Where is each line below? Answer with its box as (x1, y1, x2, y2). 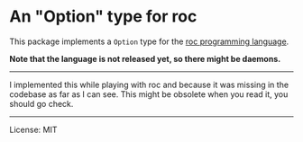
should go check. (9, 98, 74, 109)
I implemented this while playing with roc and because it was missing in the (9, 79, 289, 90)
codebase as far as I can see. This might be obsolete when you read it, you (9, 88, 289, 100)
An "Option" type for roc (9, 6, 197, 27)
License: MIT (9, 124, 58, 135)
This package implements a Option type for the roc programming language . (9, 36, 289, 47)
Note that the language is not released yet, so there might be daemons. (9, 53, 281, 64)
